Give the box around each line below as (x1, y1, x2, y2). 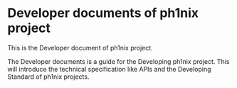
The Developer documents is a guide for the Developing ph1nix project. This (7, 57, 230, 65)
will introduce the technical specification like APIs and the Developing (7, 65, 211, 73)
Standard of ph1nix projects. (7, 72, 90, 81)
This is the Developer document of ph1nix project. (7, 43, 153, 52)
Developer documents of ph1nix (7, 5, 199, 21)
